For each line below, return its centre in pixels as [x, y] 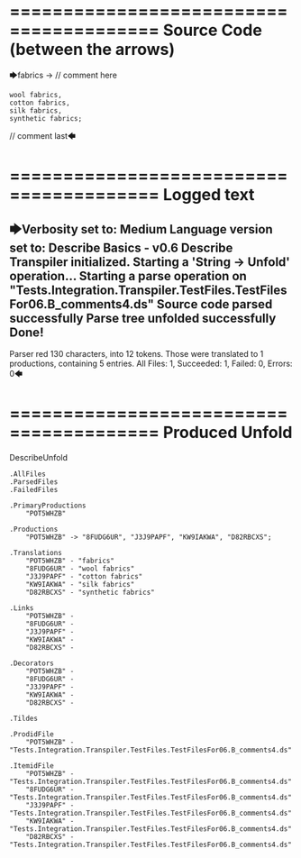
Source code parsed [214, 304]
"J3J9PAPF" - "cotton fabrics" [84, 576]
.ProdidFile [32, 734]
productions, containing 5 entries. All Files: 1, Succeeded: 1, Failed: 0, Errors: [151, 363]
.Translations [36, 552]
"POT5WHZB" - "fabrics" [70, 561]
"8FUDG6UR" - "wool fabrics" [80, 569]
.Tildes [24, 718]
